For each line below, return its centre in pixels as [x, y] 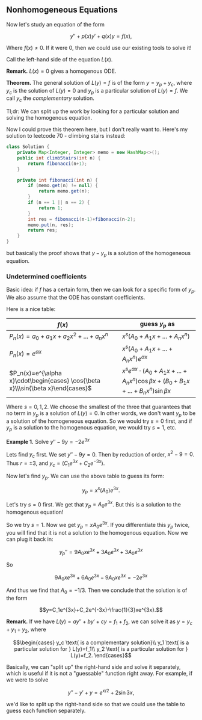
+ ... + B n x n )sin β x [147, 391]
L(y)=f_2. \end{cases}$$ [101, 655]
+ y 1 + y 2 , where [26, 630]
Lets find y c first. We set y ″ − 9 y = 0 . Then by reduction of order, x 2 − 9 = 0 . [100, 454]
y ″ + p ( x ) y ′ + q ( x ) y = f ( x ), [101, 36]
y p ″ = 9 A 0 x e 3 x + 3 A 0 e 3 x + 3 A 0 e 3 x [101, 552]
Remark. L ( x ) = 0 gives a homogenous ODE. [61, 71]
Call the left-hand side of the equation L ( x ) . [60, 59]
